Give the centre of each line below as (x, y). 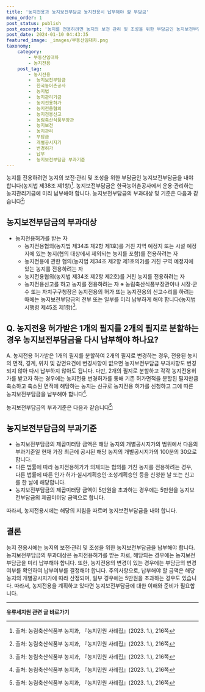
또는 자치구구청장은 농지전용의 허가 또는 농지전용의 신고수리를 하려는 (112, 291)
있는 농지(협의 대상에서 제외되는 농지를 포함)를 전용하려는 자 (107, 253)
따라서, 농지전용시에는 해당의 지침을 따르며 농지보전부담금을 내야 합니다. (92, 511)
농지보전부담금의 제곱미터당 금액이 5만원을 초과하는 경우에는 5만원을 (97, 490)
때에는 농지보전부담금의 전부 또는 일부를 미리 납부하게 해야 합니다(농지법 (110, 299)
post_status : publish (34, 23)
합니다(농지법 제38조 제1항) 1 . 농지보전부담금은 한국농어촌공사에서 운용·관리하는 (100, 185)
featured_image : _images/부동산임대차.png (57, 40)
